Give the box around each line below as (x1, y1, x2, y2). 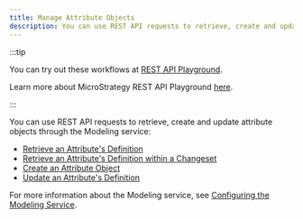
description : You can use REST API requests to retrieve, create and (9, 22, 277, 31)
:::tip (9, 46, 26, 57)
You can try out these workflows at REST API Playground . (9, 64, 223, 75)
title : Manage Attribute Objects (9, 13, 135, 23)
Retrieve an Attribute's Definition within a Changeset (22, 152, 217, 163)
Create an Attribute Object (22, 162, 120, 173)
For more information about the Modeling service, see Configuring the (9, 189, 271, 200)
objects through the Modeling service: (9, 125, 151, 136)
